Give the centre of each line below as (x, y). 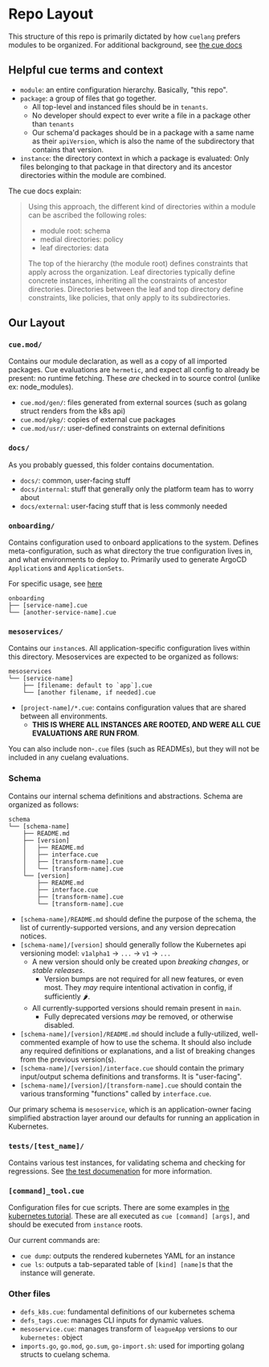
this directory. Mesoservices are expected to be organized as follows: (124, 657)
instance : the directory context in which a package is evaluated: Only (134, 158)
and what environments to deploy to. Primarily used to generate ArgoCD (128, 560)
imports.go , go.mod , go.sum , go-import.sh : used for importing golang (132, 1345)
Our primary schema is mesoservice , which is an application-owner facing (130, 1109)
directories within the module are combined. (93, 175)
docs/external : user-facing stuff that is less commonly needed (123, 506)
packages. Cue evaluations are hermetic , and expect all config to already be (134, 370)
